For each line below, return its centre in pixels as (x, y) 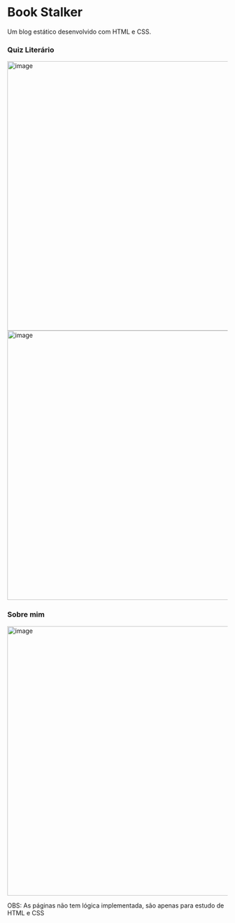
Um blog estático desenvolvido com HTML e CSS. (79, 32)
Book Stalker (45, 12)
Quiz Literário (31, 50)
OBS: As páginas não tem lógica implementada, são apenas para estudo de (116, 905)
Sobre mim (26, 615)
